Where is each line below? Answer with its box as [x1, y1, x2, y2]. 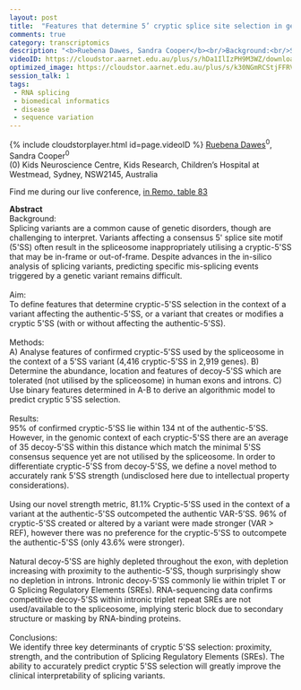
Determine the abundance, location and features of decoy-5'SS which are [9, 366, 282, 376]
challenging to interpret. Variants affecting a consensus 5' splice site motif [9, 232, 284, 243]
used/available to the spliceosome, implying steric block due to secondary [9, 604, 284, 615]
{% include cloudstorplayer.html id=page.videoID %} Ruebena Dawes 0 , [9, 138, 273, 150]
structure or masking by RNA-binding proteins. [9, 613, 182, 624]
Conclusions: [9, 633, 58, 643]
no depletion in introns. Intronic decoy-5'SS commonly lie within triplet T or [9, 575, 287, 586]
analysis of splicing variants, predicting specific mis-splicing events [9, 261, 259, 272]
